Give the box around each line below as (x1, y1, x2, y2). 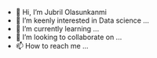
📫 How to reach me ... (15, 42, 89, 50)
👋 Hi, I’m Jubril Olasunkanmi (15, 8, 108, 16)
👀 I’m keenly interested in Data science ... (15, 16, 149, 25)
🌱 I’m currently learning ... (15, 24, 100, 33)
